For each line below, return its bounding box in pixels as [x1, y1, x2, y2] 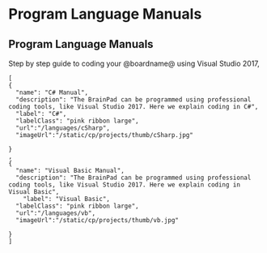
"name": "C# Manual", [15, 88, 89, 96]
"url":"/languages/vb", [15, 209, 95, 217]
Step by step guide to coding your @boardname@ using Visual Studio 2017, [8, 58, 261, 68]
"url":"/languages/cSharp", [15, 124, 111, 132]
